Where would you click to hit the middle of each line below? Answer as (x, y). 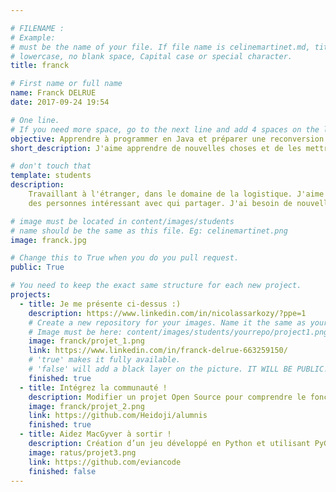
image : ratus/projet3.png (82, 452)
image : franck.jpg (48, 240)
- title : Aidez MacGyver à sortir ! (95, 434)
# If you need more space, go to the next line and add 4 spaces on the (165, 129)
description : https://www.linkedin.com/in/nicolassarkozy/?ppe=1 (167, 313)
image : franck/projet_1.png (86, 341)
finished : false (62, 471)
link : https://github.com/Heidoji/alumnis (118, 416)
